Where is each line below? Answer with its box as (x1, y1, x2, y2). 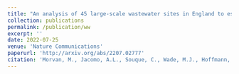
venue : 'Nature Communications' (7, 43, 103, 50)
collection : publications (7, 17, 84, 24)
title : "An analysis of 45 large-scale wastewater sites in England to (7, 10, 224, 18)
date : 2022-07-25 (7, 37, 59, 44)
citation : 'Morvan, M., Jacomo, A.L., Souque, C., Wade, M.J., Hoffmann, (7, 56, 231, 63)
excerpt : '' (7, 30, 43, 37)
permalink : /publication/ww (7, 23, 91, 30)
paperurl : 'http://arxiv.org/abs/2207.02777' (7, 50, 144, 57)
